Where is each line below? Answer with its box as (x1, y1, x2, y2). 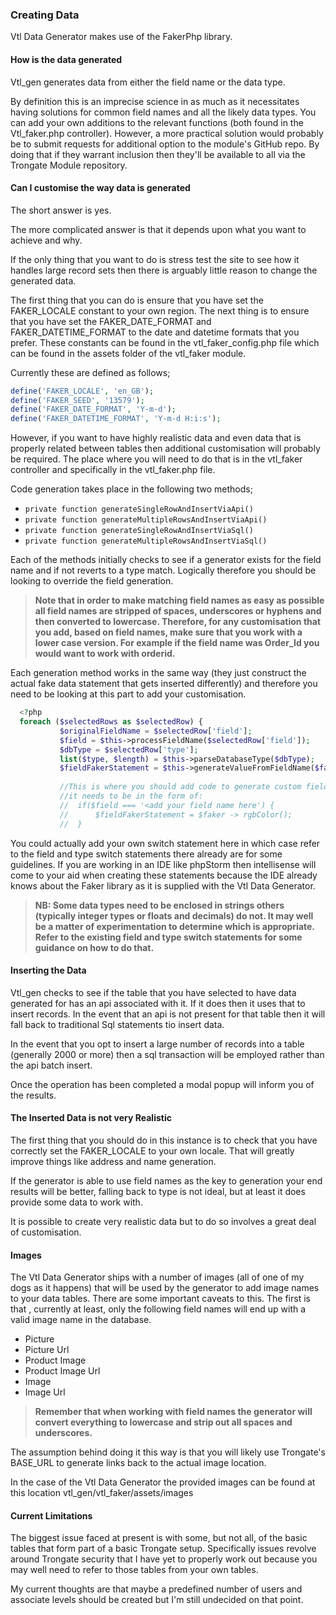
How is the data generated (10, 53, 123, 65)
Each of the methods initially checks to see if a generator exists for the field (10, 554, 322, 566)
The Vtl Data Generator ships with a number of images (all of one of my (10, 1271, 305, 1283)
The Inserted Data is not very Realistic (10, 1112, 172, 1124)
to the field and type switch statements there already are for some (10, 848, 283, 860)
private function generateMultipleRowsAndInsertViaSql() (24, 536, 268, 547)
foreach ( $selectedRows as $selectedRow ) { (19, 717, 203, 727)
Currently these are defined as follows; (10, 366, 171, 378)
